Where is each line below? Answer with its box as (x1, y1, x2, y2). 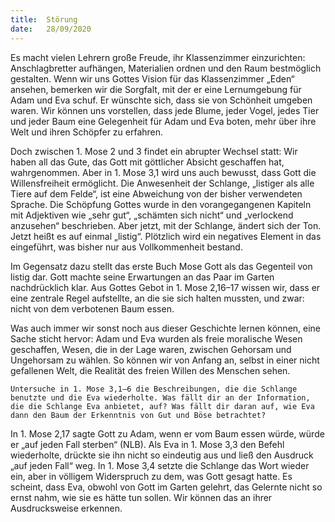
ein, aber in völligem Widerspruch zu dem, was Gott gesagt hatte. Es (10, 470, 293, 482)
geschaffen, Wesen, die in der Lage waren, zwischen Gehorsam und (10, 343, 292, 355)
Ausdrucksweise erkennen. (10, 502, 123, 514)
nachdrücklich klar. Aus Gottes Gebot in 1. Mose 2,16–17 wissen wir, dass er (10, 281, 321, 293)
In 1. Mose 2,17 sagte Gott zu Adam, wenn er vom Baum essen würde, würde (10, 427, 325, 440)
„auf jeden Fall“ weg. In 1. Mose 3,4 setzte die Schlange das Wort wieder (10, 459, 310, 471)
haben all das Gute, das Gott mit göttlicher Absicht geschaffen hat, (10, 156, 285, 168)
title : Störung (10, 14, 78, 25)
